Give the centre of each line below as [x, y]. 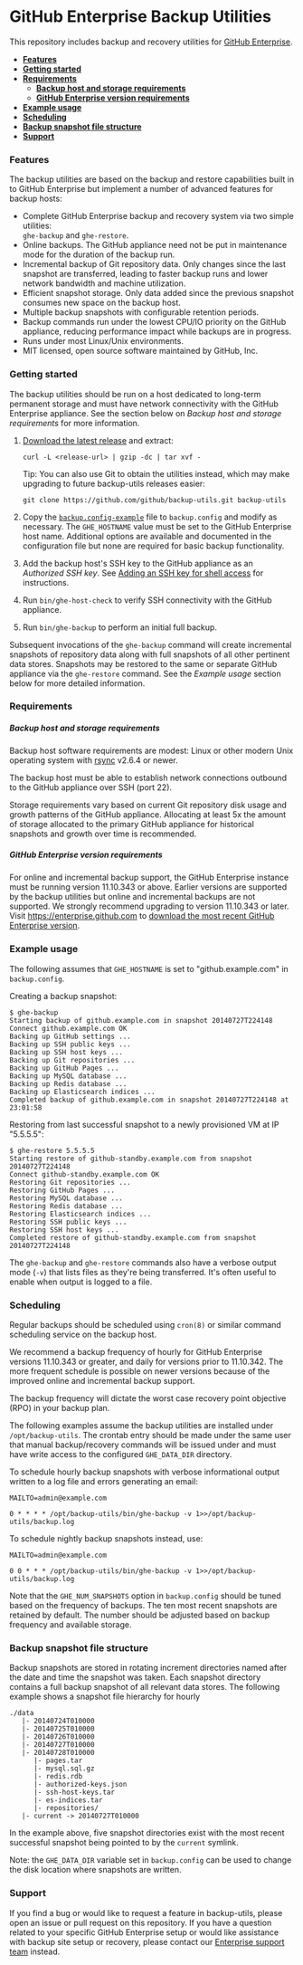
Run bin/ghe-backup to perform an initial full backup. [119, 627]
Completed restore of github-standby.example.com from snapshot [133, 1237]
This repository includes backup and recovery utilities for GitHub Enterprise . [151, 42]
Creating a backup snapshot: [63, 996]
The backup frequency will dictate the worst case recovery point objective [148, 1398]
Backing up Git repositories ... [72, 1060]
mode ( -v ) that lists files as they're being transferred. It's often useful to [143, 1272]
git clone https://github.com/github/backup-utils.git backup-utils [154, 500]
